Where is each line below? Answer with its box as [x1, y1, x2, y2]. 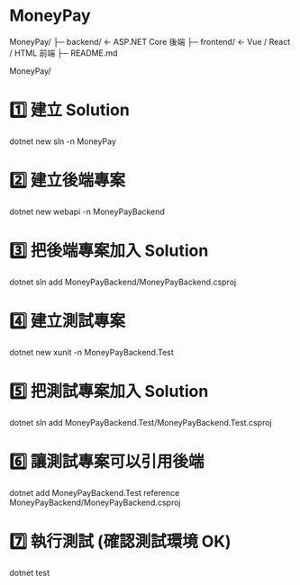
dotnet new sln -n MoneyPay [9, 136, 117, 147]
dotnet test [9, 567, 50, 578]
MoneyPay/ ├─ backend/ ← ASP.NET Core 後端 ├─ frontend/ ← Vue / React [9, 36, 291, 47]
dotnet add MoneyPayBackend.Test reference [9, 487, 180, 498]
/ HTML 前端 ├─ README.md [9, 47, 118, 58]
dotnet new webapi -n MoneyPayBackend [9, 206, 165, 217]
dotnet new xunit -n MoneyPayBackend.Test [9, 346, 174, 357]
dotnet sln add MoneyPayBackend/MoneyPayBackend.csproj [9, 276, 237, 287]
